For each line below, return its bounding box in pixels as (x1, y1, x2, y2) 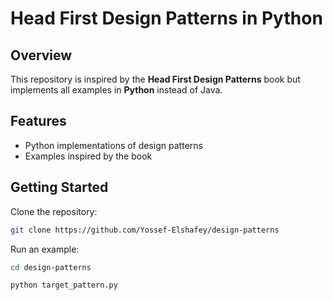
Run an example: (10, 243, 80, 255)
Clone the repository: (10, 205, 98, 217)
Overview (10, 47, 73, 64)
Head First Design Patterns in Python (10, 7, 323, 30)
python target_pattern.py (10, 280, 118, 291)
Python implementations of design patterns (24, 139, 203, 151)
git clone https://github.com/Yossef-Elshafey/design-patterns (10, 225, 280, 235)
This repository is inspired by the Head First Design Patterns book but (10, 73, 301, 85)
